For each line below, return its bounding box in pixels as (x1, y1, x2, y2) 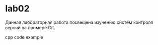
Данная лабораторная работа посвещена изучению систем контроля (5, 19, 153, 25)
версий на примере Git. (5, 24, 56, 30)
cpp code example (5, 34, 43, 40)
